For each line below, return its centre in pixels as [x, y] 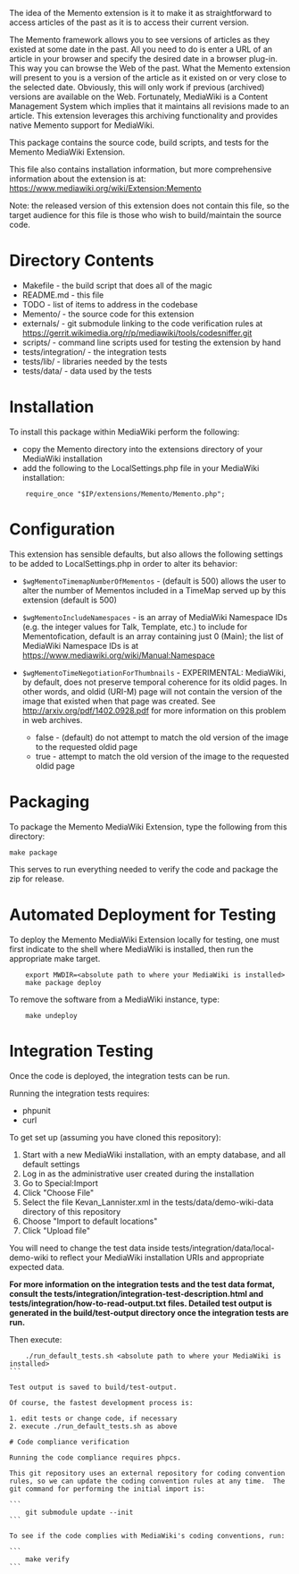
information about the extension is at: [78, 179]
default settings [51, 1164]
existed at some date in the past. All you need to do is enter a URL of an [141, 49]
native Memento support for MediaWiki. [82, 125]
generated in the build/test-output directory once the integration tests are [149, 1312]
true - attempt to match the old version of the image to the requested [162, 756]
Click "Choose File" [58, 1192]
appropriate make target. [55, 958]
